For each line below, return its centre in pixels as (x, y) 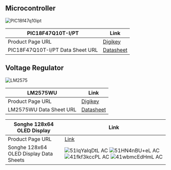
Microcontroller (31, 8)
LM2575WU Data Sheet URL (42, 110)
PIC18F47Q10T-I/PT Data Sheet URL (53, 50)
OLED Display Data (31, 153)
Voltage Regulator (35, 68)
